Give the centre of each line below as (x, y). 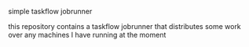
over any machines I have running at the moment (87, 35)
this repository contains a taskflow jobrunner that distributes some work (124, 26)
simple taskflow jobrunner (50, 11)
